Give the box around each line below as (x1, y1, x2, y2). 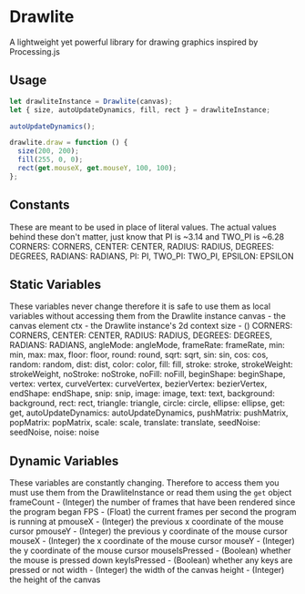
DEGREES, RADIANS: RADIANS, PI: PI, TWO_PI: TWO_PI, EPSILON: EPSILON (9, 251, 294, 261)
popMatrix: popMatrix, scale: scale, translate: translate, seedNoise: (9, 417, 261, 428)
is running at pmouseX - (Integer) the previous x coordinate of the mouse (9, 517, 284, 527)
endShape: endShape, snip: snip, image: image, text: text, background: (9, 388, 275, 399)
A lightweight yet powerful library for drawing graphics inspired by (9, 36, 259, 47)
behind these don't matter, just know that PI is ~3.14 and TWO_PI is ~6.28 (9, 230, 285, 242)
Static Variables (9, 276, 102, 292)
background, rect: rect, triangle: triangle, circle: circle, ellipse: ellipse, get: (9, 398, 285, 409)
